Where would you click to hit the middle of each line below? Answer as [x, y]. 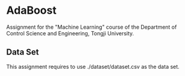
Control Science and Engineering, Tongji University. [70, 33]
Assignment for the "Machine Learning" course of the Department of [92, 27]
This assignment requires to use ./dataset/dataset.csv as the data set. [93, 66]
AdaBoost [31, 10]
